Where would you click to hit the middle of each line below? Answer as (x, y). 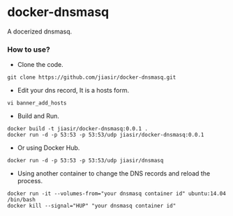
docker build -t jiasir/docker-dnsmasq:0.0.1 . (78, 129)
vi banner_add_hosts (37, 103)
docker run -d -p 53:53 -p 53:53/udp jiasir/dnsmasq (85, 161)
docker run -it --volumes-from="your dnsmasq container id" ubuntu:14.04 (117, 194)
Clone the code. (40, 65)
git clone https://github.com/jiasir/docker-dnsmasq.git (92, 77)
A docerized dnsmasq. (40, 31)
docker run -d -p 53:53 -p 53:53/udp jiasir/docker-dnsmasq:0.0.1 (106, 135)
